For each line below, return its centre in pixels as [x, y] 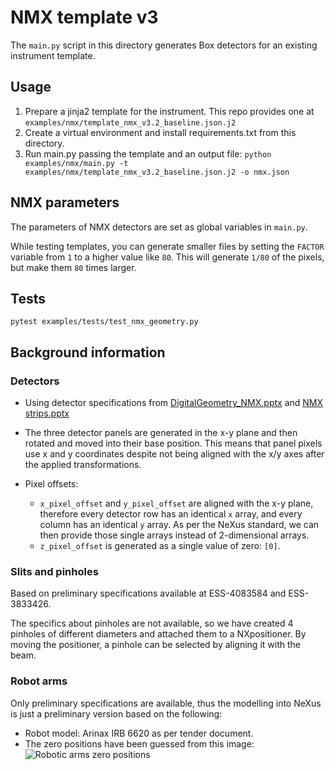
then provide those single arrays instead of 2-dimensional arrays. [174, 535]
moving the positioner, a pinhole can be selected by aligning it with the [155, 645]
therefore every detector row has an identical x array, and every [171, 514]
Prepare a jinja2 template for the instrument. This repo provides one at [169, 111]
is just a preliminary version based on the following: [116, 713]
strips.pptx [47, 413]
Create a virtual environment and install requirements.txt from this [160, 132]
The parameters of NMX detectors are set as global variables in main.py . [159, 227]
